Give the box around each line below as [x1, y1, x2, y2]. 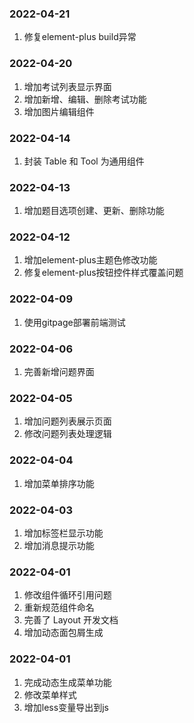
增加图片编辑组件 [23, 105, 95, 117]
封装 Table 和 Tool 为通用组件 [23, 155, 145, 167]
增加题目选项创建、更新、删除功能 [23, 205, 165, 217]
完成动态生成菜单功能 [23, 676, 112, 688]
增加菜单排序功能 [23, 477, 95, 489]
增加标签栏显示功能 [23, 527, 104, 539]
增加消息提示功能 [23, 539, 95, 551]
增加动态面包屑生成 [23, 627, 104, 639]
